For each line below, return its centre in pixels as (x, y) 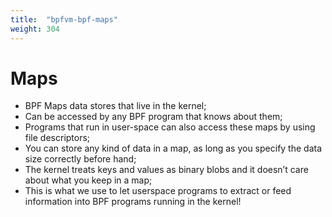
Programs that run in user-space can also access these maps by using (170, 127)
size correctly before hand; (80, 159)
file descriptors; (57, 138)
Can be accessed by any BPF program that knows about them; (153, 117)
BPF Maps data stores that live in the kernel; (115, 106)
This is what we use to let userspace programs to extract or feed (158, 191)
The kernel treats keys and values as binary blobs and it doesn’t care (166, 170)
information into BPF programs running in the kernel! (133, 202)
